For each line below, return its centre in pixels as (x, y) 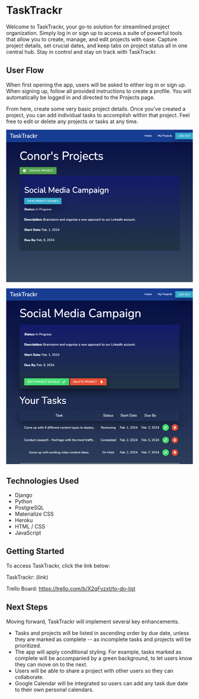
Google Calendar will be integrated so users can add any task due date (101, 683)
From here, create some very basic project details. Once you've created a (96, 109)
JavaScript (28, 533)
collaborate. (29, 677)
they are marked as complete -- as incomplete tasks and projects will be (103, 639)
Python (23, 501)
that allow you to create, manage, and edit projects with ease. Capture (92, 39)
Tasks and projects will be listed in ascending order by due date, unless (102, 633)
